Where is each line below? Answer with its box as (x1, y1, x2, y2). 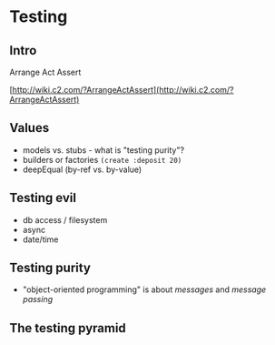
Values (9, 120, 50, 136)
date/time (22, 234, 59, 245)
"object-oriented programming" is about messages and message (22, 284, 267, 295)
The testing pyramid (9, 320, 127, 336)
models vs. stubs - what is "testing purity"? (22, 144, 184, 156)
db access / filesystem (22, 214, 108, 225)
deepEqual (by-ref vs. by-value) (22, 164, 142, 175)
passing (22, 294, 53, 305)
